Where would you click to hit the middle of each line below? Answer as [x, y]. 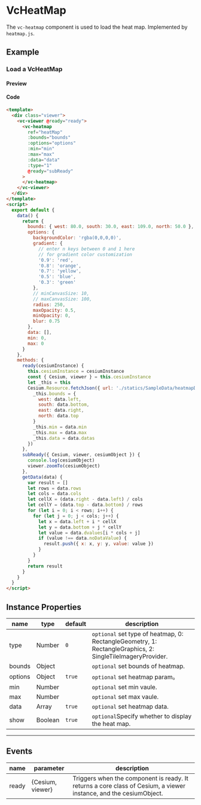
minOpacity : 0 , [51, 316]
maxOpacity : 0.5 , [54, 310]
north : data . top [58, 416]
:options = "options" [52, 143]
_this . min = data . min [60, 427]
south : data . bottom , [64, 405]
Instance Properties [44, 607]
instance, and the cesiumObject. [118, 793]
